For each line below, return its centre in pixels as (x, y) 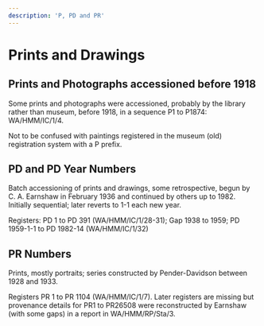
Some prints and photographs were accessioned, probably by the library (127, 103)
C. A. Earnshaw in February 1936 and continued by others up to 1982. (122, 196)
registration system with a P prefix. (65, 144)
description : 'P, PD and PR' (56, 16)
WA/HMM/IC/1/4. (36, 120)
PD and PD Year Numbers (72, 169)
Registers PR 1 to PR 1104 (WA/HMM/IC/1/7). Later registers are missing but (131, 297)
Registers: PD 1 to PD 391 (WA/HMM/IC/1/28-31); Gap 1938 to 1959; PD (124, 220)
